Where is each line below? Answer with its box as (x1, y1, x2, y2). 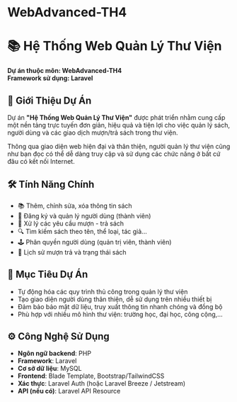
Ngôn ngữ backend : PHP (17, 349, 92, 358)
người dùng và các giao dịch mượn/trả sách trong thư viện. (7, 128, 178, 137)
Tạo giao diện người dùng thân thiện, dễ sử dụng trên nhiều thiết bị (17, 295, 212, 303)
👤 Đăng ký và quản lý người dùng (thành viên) (17, 211, 151, 220)
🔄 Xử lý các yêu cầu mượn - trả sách (17, 219, 125, 228)
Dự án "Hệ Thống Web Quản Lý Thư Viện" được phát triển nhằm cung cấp (7, 113, 226, 121)
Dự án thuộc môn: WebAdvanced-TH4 (7, 67, 122, 75)
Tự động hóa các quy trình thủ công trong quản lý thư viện (17, 287, 188, 296)
